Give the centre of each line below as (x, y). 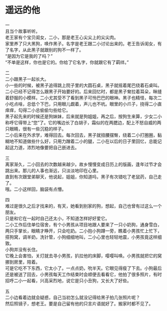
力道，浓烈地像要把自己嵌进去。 (46, 147)
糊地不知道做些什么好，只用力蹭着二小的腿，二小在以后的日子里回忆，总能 (81, 141)
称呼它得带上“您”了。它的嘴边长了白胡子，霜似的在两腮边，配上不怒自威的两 (83, 122)
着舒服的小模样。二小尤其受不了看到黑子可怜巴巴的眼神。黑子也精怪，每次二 (83, 98)
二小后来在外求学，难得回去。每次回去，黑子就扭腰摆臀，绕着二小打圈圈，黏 (83, 135)
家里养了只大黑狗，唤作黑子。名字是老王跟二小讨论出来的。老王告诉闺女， (81, 43)
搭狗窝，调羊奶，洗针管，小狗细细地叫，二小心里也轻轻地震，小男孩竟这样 (81, 237)
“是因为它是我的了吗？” (29, 56)
